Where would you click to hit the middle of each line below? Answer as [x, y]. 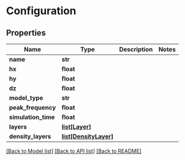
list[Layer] [77, 127]
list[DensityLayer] [87, 136]
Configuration [41, 11]
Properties [26, 33]
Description [136, 49]
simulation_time [32, 117]
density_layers [30, 136]
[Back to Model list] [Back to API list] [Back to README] [74, 151]
